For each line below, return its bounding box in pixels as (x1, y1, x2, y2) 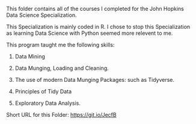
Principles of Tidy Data (14, 88, 72, 95)
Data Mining (14, 53, 45, 60)
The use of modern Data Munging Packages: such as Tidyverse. (14, 76, 175, 83)
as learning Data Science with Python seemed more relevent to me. (6, 29, 173, 37)
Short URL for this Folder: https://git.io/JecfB (6, 111, 117, 118)
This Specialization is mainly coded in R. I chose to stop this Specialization (6, 23, 191, 30)
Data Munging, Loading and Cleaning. (14, 64, 109, 72)
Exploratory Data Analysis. (14, 99, 81, 107)
